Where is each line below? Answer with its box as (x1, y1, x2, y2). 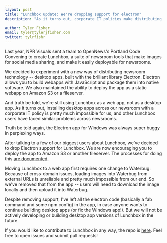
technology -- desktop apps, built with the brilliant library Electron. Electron (5, 74, 160, 80)
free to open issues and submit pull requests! (5, 233, 98, 238)
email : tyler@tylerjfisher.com (5, 30, 70, 35)
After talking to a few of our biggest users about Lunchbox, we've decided (5, 140, 158, 146)
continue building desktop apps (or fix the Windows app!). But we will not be (5, 207, 162, 213)
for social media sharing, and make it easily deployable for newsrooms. (5, 59, 151, 65)
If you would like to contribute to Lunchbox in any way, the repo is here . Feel (5, 227, 162, 233)
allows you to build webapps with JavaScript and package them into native (5, 79, 159, 85)
